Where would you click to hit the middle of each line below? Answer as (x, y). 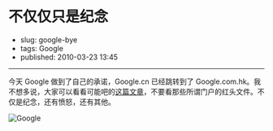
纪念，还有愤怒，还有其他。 (69, 102)
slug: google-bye (49, 39)
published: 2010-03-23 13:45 (69, 57)
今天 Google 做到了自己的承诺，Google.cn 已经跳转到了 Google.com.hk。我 (135, 81)
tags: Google (41, 48)
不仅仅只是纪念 (58, 17)
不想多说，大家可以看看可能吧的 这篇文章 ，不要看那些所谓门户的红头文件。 (133, 91)
